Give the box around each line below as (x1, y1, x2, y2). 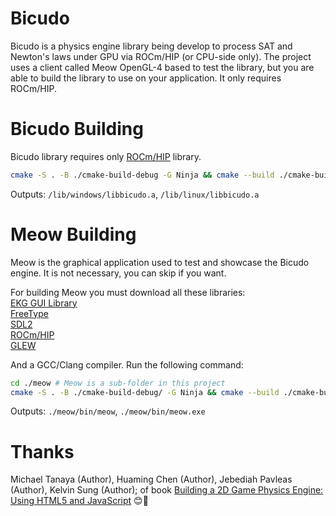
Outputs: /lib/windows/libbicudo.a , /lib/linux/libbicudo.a (10, 188, 260, 200)
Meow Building (10, 223, 137, 246)
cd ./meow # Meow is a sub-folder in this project (10, 378, 226, 388)
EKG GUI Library (10, 297, 78, 309)
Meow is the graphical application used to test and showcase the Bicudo (10, 256, 310, 268)
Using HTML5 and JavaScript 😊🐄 (10, 495, 149, 507)
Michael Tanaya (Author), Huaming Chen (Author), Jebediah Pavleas (10, 473, 293, 486)
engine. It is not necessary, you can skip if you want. (10, 267, 227, 279)
